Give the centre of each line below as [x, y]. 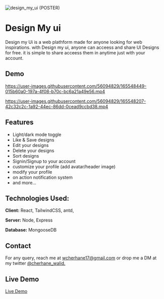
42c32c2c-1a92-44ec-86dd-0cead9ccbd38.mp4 [57, 106]
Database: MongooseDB [31, 230]
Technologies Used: [37, 198]
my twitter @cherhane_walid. [35, 263]
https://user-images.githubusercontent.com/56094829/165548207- [76, 101]
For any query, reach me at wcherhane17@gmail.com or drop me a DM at [81, 258]
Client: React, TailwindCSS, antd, [39, 210]
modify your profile [32, 172]
